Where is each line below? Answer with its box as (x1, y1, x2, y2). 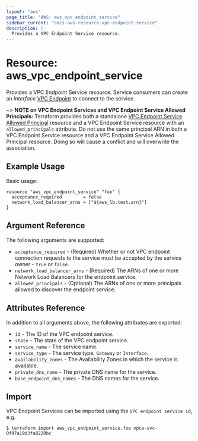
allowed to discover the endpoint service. (14, 286, 116, 293)
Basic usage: (6, 177, 38, 184)
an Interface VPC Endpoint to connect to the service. (6, 95, 135, 102)
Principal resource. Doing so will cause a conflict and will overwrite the (6, 138, 179, 146)
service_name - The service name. (14, 343, 98, 350)
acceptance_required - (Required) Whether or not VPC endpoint (14, 248, 170, 255)
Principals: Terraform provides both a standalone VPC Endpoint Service (6, 113, 183, 120)
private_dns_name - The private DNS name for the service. (14, 368, 157, 375)
